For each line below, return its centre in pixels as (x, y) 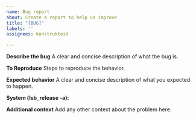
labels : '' (20, 29)
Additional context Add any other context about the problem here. (89, 109)
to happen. (20, 86)
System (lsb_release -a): (38, 98)
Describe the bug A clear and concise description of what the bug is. (92, 56)
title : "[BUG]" (25, 23)
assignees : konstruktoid (37, 34)
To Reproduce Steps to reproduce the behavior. (66, 68)
